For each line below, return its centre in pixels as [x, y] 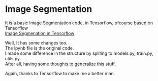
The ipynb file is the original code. [40, 48]
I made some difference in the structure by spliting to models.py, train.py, [79, 53]
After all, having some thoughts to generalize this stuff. [61, 64]
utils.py [13, 58]
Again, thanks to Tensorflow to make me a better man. [60, 73]
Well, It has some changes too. [36, 42]
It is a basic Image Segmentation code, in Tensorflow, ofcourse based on [79, 23]
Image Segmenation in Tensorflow [40, 33]
